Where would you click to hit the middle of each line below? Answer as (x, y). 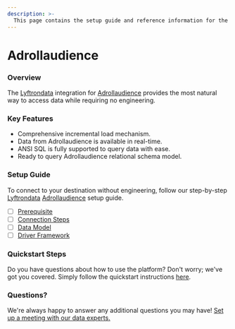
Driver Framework (44, 235)
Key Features (31, 119)
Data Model (34, 227)
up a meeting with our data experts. (59, 318)
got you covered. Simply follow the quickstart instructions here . (99, 277)
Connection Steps (44, 219)
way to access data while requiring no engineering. (82, 100)
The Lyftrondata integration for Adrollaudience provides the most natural (112, 92)
